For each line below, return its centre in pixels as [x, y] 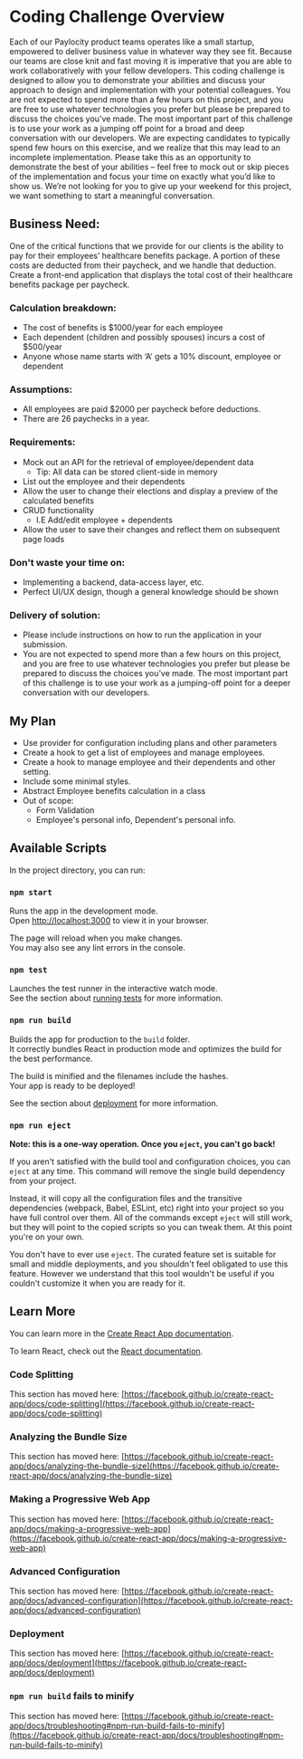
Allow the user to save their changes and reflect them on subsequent [151, 529]
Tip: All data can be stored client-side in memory [127, 472]
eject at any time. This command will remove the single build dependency [147, 1171]
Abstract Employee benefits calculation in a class [114, 791]
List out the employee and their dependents [104, 481]
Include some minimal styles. [76, 781]
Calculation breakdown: [63, 308]
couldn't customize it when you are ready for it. [97, 1284]
